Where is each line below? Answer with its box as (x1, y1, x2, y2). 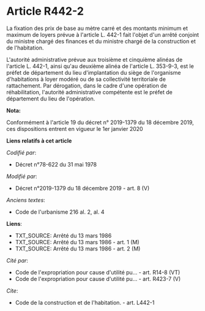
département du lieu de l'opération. (6, 95, 95, 102)
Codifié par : (6, 149, 37, 156)
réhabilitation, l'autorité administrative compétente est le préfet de (6, 88, 173, 96)
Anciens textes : (6, 196, 46, 203)
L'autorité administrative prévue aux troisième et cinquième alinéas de (6, 56, 183, 63)
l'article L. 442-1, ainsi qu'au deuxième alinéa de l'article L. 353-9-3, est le (6, 62, 194, 70)
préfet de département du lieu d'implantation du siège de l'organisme (6, 69, 181, 76)
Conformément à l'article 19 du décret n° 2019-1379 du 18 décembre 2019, (6, 118, 194, 126)
